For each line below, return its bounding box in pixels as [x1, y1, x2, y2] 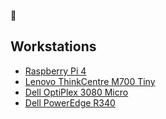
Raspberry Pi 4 [24, 65, 87, 77]
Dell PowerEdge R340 [24, 96, 116, 109]
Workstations [10, 38, 97, 55]
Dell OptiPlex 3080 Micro [24, 86, 129, 98]
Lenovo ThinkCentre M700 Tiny [24, 75, 156, 87]
